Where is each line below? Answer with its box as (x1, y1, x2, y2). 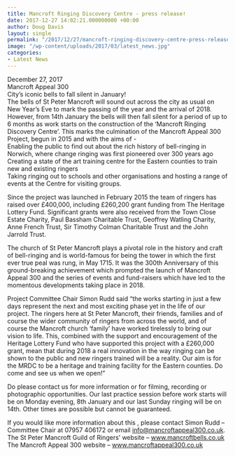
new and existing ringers (7, 164, 78, 172)
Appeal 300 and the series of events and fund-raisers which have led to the (7, 273, 226, 282)
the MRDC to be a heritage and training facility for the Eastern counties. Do (7, 361, 223, 370)
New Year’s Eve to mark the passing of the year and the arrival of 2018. (7, 104, 212, 113)
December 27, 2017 (7, 75, 63, 83)
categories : (7, 50, 42, 57)
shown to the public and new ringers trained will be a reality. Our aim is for (7, 354, 222, 362)
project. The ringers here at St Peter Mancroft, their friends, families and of (7, 309, 223, 317)
